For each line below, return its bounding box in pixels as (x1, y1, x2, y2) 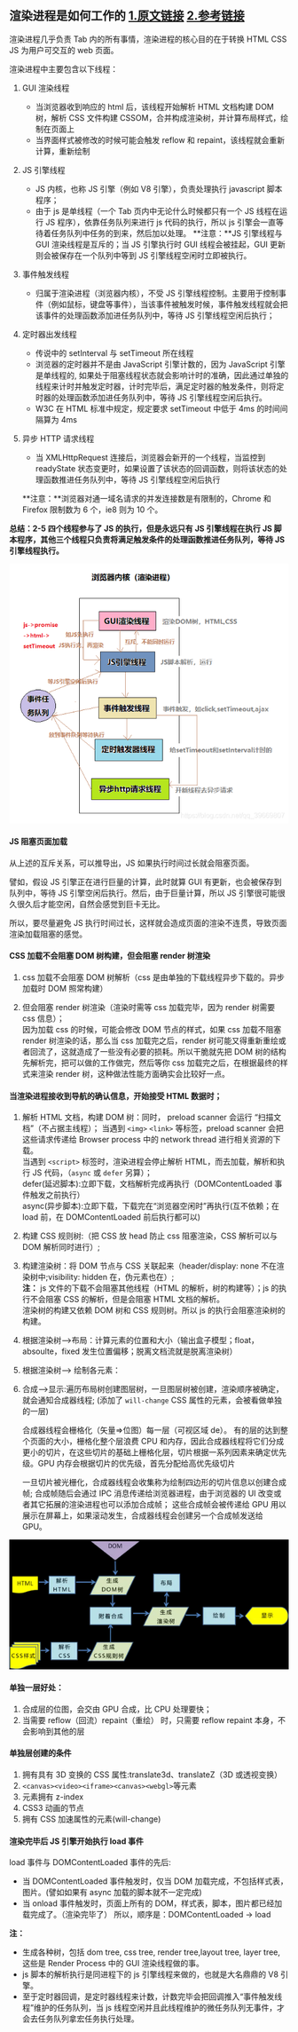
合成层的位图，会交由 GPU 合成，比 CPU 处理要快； (21, 1704, 212, 1714)
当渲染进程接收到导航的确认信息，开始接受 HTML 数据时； (9, 1090, 223, 1101)
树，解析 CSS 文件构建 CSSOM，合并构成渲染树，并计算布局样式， (35, 112, 281, 123)
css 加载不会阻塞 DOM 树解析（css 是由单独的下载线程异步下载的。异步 (21, 972, 286, 983)
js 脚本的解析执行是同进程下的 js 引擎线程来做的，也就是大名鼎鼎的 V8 (21, 1969, 279, 1980)
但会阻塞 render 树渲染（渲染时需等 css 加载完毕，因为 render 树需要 (21, 1002, 276, 1013)
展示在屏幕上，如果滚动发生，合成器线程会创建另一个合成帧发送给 (21, 1510, 263, 1521)
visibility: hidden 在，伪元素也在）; (48, 1272, 175, 1283)
